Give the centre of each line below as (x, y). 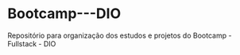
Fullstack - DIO (32, 43)
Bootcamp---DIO (64, 14)
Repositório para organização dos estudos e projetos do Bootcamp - (120, 35)
